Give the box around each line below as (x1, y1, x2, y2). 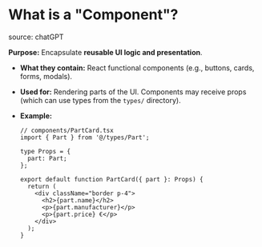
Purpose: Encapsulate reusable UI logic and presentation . (8, 47, 203, 57)
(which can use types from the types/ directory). (19, 95, 182, 105)
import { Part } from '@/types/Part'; (19, 133, 150, 141)
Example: (19, 110, 52, 121)
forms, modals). (19, 71, 73, 81)
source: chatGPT (8, 32, 64, 42)
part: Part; (27, 154, 67, 162)
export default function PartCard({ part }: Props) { (19, 175, 204, 183)
